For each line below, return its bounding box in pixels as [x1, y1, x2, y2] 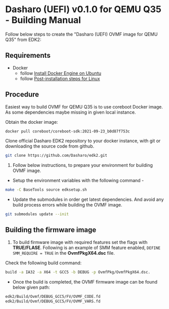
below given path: [12, 284, 50, 290]
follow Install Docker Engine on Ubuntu [20, 70, 101, 76]
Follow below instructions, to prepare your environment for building [12, 162, 153, 168]
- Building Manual [5, 14, 81, 26]
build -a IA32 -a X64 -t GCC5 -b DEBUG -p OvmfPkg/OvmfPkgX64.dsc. [5, 269, 151, 274]
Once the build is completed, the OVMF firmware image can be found [12, 279, 158, 285]
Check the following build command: [5, 260, 82, 266]
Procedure [5, 90, 39, 99]
